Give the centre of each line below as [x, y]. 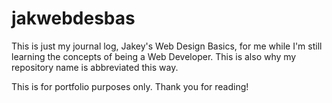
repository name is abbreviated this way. [95, 67]
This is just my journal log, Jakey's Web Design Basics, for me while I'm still [167, 46]
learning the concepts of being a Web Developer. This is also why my [154, 56]
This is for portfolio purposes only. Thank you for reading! [130, 86]
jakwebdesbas [73, 18]
